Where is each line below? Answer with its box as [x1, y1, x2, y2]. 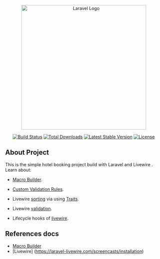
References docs [5, 230, 59, 238]
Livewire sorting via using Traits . [12, 196, 79, 202]
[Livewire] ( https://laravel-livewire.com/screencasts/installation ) [12, 248, 144, 254]
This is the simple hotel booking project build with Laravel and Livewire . [5, 161, 153, 167]
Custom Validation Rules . [12, 186, 64, 192]
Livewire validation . [12, 205, 52, 212]
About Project [5, 148, 49, 157]
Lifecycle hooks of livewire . [12, 215, 69, 221]
